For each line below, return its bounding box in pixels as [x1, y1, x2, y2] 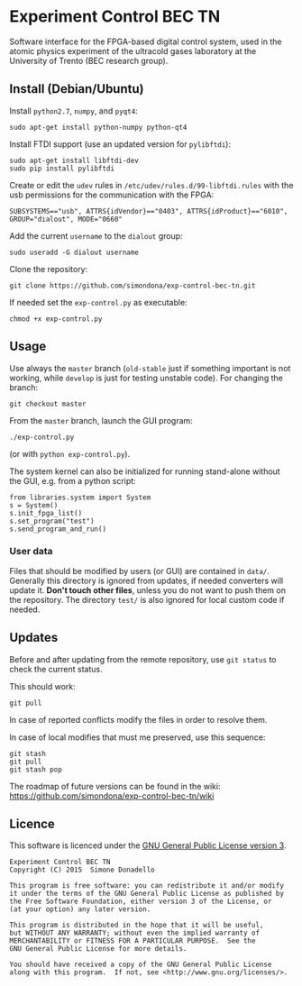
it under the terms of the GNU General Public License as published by [9, 890, 284, 899]
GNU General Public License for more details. [9, 945, 188, 954]
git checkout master [9, 399, 87, 408]
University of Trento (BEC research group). [9, 55, 169, 66]
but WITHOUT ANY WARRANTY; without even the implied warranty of [9, 928, 260, 938]
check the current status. [9, 663, 103, 674]
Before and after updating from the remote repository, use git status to [9, 653, 277, 664]
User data [9, 545, 53, 558]
